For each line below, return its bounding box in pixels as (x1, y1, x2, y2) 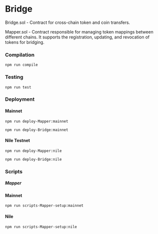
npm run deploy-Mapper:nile (5, 148, 62, 153)
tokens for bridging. (5, 39, 45, 45)
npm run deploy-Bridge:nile (5, 157, 62, 162)
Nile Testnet (5, 138, 30, 144)
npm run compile (5, 62, 38, 68)
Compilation (5, 51, 35, 58)
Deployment (5, 96, 35, 103)
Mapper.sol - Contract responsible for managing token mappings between (5, 29, 154, 35)
